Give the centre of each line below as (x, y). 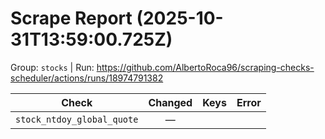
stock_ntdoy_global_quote (77, 119)
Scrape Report (71, 18)
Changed (170, 102)
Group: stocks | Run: (52, 67)
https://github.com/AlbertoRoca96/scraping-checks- (205, 67)
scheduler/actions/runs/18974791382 (87, 78)
